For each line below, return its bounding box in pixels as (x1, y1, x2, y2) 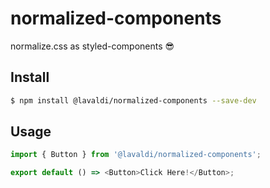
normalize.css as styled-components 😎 (10, 40, 175, 52)
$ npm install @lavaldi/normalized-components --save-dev (10, 95, 257, 106)
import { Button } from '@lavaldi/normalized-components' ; (10, 150, 262, 160)
